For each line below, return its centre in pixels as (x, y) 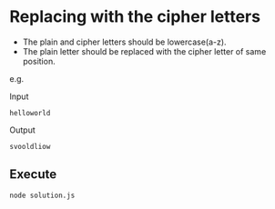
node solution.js (42, 195)
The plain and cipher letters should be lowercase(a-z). (124, 42)
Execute (33, 174)
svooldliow (30, 146)
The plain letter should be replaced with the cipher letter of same (144, 51)
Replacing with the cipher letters (135, 17)
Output (22, 130)
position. (39, 61)
